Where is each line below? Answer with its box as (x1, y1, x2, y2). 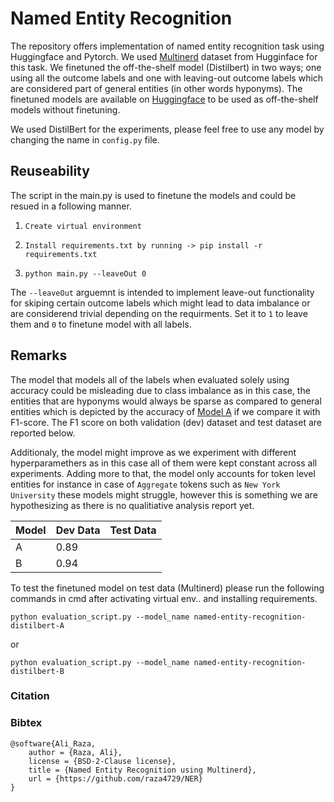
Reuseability (10, 163, 90, 180)
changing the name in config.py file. (10, 133, 160, 146)
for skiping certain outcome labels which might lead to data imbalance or (10, 297, 311, 309)
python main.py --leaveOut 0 (24, 268, 147, 279)
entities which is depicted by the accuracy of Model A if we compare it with (10, 405, 321, 417)
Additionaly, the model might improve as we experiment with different (10, 446, 297, 458)
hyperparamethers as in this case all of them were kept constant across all (10, 457, 318, 469)
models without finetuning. (10, 103, 121, 116)
